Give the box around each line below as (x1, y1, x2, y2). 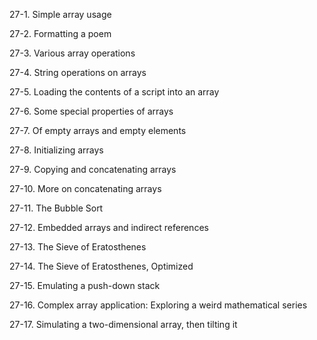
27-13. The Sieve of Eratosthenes (9, 241, 147, 253)
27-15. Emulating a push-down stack (9, 280, 161, 291)
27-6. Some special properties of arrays (9, 105, 174, 117)
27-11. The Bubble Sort (9, 202, 104, 214)
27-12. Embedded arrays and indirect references (9, 222, 209, 233)
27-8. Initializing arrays (9, 144, 104, 156)
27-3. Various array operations (9, 47, 136, 59)
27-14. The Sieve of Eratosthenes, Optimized (9, 260, 194, 272)
